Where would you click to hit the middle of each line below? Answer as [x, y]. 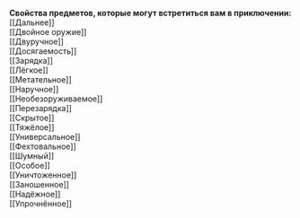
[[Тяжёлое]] [32, 127]
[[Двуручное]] [37, 41]
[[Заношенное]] [40, 184]
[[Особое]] [30, 166]
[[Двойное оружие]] [48, 32]
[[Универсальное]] [45, 137]
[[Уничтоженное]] [43, 175]
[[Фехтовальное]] [43, 146]
